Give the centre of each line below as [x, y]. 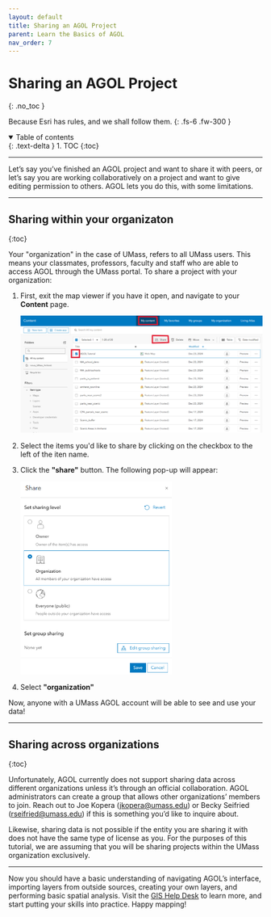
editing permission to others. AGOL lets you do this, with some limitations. [131, 187]
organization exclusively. [49, 855]
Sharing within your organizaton [91, 219]
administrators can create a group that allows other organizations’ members [134, 797]
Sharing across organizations [84, 745]
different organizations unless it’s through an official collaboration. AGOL [129, 788]
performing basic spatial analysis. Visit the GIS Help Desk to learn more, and [135, 895]
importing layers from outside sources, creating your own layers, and [123, 887]
